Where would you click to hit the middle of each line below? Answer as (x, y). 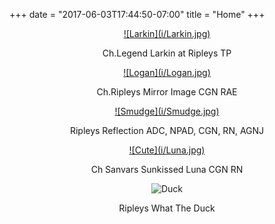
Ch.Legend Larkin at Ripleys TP (167, 53)
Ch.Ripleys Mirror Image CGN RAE (167, 92)
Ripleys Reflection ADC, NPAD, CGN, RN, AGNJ (167, 130)
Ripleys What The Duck (167, 208)
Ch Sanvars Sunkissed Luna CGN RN (167, 169)
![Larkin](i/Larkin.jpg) (167, 33)
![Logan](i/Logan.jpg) (167, 72)
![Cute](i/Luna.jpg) (167, 150)
